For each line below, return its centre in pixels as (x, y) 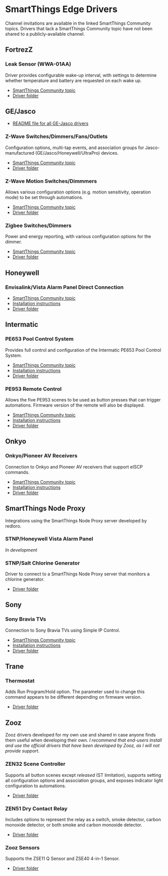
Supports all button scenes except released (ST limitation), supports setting (83, 775)
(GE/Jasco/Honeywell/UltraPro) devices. (77, 153)
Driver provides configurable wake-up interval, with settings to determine (81, 75)
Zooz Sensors (23, 847)
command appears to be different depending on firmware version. (73, 697)
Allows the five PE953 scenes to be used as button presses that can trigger (83, 400)
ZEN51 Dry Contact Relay (36, 808)
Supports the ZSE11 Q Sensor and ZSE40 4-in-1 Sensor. (63, 859)
